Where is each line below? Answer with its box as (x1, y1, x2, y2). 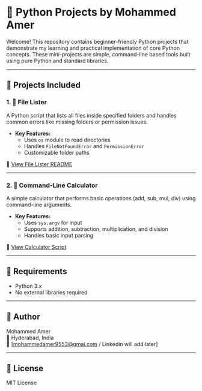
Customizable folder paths (23, 149, 90, 156)
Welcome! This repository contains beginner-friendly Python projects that (6, 38, 189, 45)
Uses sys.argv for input (23, 219, 82, 226)
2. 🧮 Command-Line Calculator (6, 181, 98, 190)
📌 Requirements (6, 266, 67, 276)
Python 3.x (14, 282, 42, 290)
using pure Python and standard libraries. (6, 57, 109, 64)
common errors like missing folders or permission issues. (6, 118, 148, 125)
